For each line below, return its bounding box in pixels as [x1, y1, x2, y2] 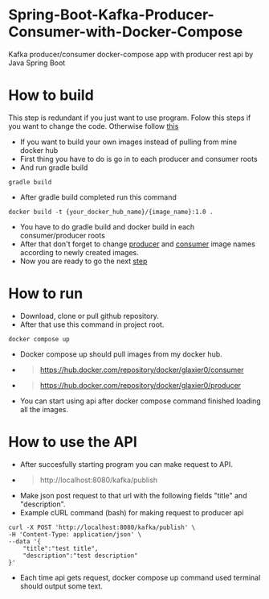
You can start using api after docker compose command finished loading [19, 396, 261, 406]
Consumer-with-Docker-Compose [8, 23, 243, 41]
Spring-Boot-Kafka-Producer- [8, 6, 214, 24]
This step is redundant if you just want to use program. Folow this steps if [8, 113, 251, 122]
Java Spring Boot [8, 58, 66, 68]
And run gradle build [19, 163, 88, 172]
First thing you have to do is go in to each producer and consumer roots [19, 154, 259, 163]
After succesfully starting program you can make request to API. [19, 459, 233, 469]
